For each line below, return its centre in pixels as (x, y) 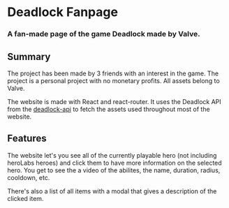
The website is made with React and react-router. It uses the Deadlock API (114, 101)
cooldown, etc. (29, 177)
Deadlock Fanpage (63, 12)
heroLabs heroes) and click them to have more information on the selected (114, 163)
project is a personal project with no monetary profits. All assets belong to (113, 80)
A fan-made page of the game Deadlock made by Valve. (104, 34)
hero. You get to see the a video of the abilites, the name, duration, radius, (114, 170)
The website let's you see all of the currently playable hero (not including (112, 155)
